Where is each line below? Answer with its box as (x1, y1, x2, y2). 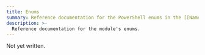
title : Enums (6, 8, 40, 15)
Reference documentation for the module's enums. (12, 25, 140, 32)
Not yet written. (6, 42, 46, 50)
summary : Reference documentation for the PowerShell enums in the (6, 15, 182, 21)
